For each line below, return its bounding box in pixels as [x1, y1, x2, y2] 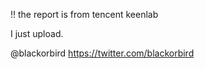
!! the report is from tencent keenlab [10, 9, 159, 20]
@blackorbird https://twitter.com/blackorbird [10, 47, 195, 59]
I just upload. [10, 28, 64, 39]
